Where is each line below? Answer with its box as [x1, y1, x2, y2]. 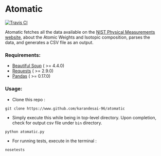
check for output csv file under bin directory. [12, 120, 102, 126]
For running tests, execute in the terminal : [12, 138, 97, 144]
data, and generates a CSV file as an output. [5, 39, 94, 45]
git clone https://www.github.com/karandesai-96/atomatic [5, 106, 125, 111]
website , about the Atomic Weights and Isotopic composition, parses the [5, 34, 150, 40]
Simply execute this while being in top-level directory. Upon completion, [12, 114, 157, 120]
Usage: [5, 86, 23, 92]
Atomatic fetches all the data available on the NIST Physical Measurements [5, 29, 155, 35]
